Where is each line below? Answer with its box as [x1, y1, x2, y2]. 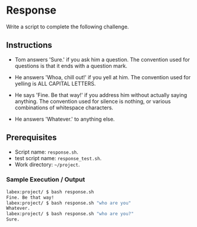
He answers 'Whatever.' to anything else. [14, 115, 115, 122]
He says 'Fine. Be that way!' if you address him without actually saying [14, 91, 188, 98]
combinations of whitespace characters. [14, 104, 114, 111]
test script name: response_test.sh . [14, 154, 102, 161]
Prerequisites [6, 132, 57, 142]
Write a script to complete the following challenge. [6, 23, 129, 30]
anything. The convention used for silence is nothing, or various [14, 98, 171, 105]
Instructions [6, 40, 52, 50]
